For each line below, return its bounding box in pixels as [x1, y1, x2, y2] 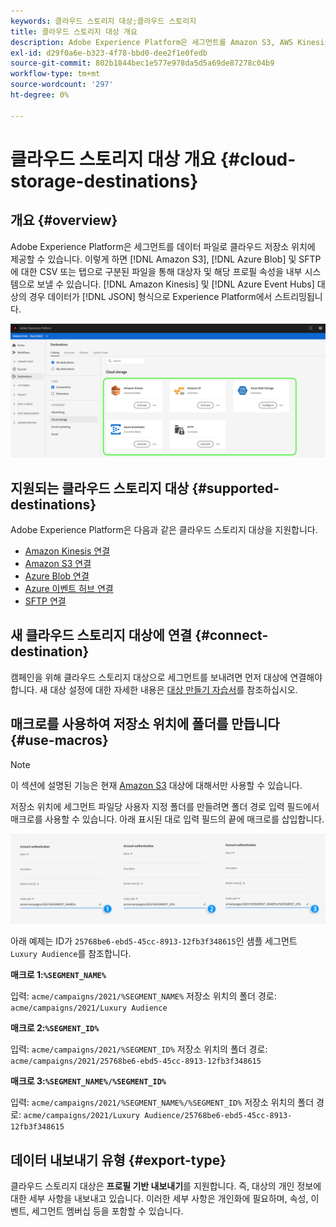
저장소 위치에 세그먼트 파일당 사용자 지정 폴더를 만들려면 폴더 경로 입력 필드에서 [10, 800, 320, 812]
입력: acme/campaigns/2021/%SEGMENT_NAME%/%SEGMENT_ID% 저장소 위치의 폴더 [10, 1096, 315, 1109]
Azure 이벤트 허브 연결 [24, 583, 114, 595]
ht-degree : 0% [10, 90, 70, 100]
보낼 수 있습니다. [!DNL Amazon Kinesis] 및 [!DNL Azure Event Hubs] [36, 278, 315, 290]
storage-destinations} [10, 170, 199, 192]
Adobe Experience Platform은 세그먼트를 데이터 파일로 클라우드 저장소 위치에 [10, 240, 316, 252]
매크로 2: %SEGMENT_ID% [10, 1022, 100, 1034]
